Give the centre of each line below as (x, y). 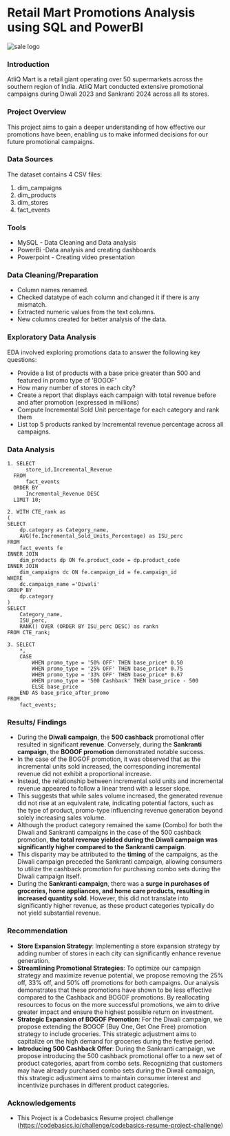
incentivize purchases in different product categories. (93, 1085)
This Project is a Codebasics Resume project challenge (95, 1117)
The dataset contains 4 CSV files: (54, 174)
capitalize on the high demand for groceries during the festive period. (116, 1041)
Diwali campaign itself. (49, 876)
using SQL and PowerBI (75, 27)
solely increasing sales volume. (62, 818)
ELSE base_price (55, 687)
